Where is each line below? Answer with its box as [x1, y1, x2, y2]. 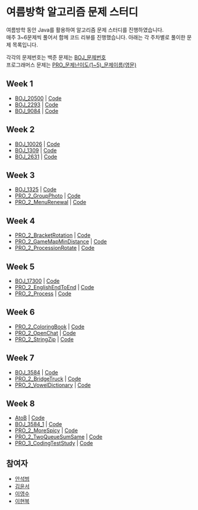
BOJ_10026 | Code [14, 140, 61, 148]
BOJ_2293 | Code [14, 101, 58, 108]
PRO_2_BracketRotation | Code [14, 231, 91, 239]
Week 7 [6, 353, 34, 363]
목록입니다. [12, 41, 39, 48]
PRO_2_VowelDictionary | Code [14, 381, 91, 389]
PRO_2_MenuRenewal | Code [14, 199, 86, 206]
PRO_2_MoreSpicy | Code [14, 427, 78, 434]
